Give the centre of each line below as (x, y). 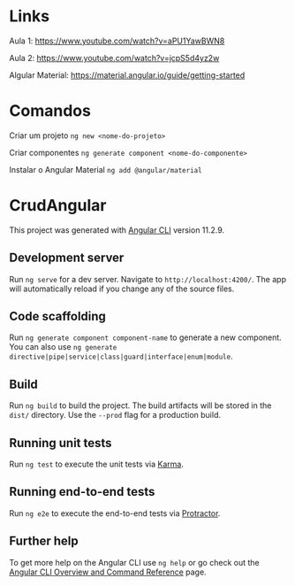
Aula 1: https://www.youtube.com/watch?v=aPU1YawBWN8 (117, 41)
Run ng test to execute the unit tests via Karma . (96, 464)
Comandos (50, 111)
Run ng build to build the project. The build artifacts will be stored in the (140, 405)
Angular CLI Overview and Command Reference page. (108, 572)
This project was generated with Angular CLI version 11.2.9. (117, 230)
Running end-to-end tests (82, 492)
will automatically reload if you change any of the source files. (122, 289)
